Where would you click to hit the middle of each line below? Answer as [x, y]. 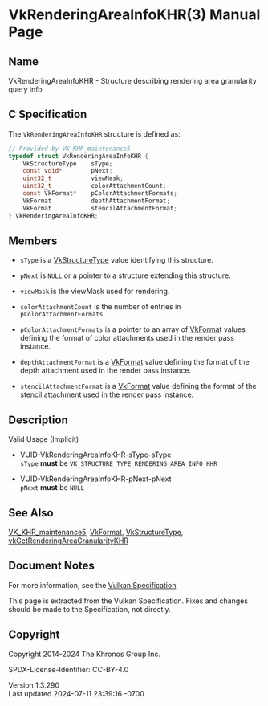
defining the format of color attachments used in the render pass [127, 338]
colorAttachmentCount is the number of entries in [100, 307]
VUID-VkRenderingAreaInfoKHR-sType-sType [95, 455]
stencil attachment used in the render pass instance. [107, 394]
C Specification [48, 114]
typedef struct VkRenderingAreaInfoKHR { [79, 156]
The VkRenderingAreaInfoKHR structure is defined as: [94, 133]
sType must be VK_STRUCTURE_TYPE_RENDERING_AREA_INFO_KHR [119, 463]
